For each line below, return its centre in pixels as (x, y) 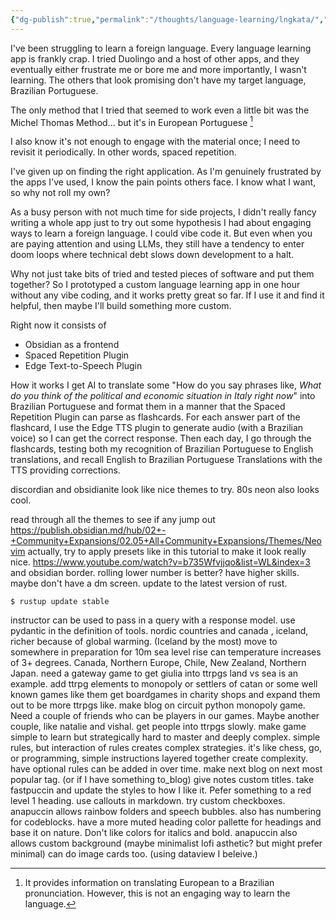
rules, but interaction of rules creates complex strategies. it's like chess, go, (166, 748)
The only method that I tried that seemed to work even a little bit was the (160, 110)
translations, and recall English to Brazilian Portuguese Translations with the (166, 460)
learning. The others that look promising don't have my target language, (158, 80)
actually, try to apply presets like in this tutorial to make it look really (167, 552)
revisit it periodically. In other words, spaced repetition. (123, 152)
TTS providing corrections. (65, 470)
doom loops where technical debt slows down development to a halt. (152, 255)
